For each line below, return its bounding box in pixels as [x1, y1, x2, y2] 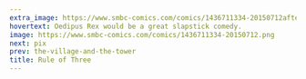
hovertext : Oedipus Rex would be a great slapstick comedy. [9, 22, 243, 31]
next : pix [9, 38, 47, 48]
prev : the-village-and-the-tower [9, 47, 137, 56]
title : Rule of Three [9, 55, 92, 64]
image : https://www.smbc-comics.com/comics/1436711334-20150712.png [9, 30, 275, 39]
